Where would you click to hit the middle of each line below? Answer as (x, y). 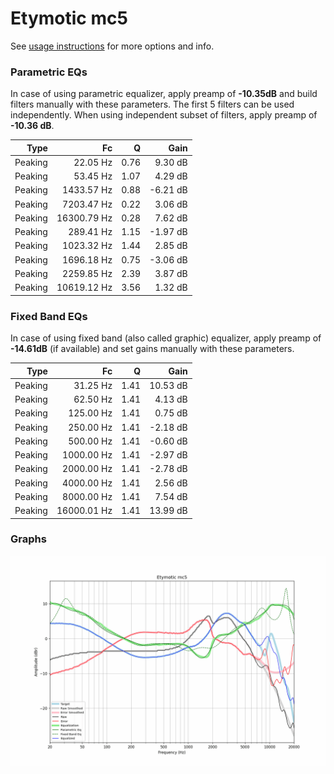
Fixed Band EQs (49, 316)
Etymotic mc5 (69, 18)
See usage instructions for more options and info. (112, 46)
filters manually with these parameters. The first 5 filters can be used (152, 104)
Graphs (28, 539)
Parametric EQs (49, 72)
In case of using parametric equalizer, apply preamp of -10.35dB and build (164, 94)
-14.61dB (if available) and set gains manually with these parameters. (152, 349)
